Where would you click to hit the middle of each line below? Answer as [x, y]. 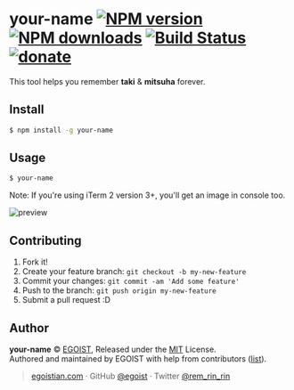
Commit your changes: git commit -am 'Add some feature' [131, 281]
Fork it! [35, 262]
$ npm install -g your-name [61, 130]
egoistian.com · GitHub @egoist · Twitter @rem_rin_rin [131, 376]
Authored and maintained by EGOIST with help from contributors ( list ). [138, 358]
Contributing [45, 240]
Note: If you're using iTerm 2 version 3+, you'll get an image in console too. [147, 195]
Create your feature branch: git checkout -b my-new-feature [134, 272]
